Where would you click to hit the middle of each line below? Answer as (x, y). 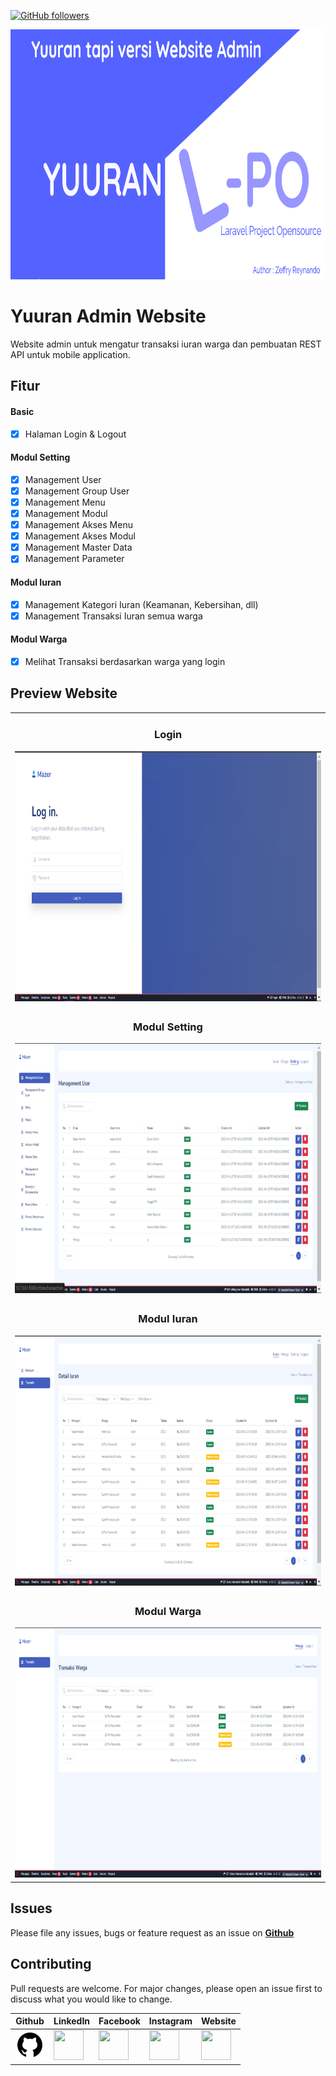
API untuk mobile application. (70, 354)
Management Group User (77, 491)
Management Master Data (78, 547)
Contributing (51, 1964)
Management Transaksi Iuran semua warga (113, 616)
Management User (63, 479)
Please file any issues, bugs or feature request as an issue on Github (152, 1932)
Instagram (170, 2021)
